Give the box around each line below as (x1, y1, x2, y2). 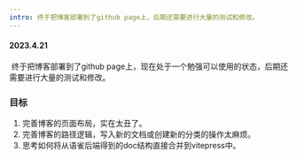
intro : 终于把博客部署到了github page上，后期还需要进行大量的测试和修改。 (9, 12, 259, 22)
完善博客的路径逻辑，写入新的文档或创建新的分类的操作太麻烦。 (21, 129, 255, 140)
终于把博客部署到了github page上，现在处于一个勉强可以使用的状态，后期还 (11, 61, 288, 72)
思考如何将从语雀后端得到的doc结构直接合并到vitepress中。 (21, 140, 241, 151)
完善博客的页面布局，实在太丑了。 (21, 118, 147, 129)
